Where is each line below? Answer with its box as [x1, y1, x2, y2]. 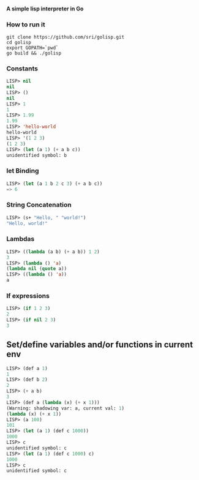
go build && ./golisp [6, 50, 62, 56]
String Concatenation [6, 201, 72, 209]
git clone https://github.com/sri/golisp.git [6, 34, 124, 40]
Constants [6, 64, 39, 73]
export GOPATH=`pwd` [6, 45, 59, 51]
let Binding [6, 167, 39, 175]
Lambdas [6, 234, 35, 243]
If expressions [6, 291, 50, 300]
